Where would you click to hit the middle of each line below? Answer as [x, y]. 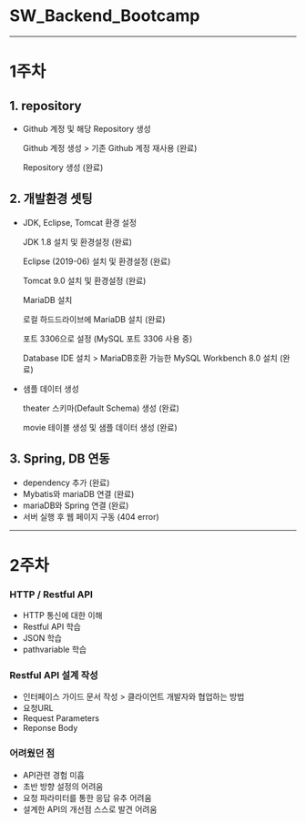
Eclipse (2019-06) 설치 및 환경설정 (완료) [97, 261]
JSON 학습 [42, 638]
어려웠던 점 [32, 754]
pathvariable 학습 [55, 650]
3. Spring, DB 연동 [60, 459]
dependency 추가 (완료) [66, 483]
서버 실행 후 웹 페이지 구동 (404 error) [91, 516]
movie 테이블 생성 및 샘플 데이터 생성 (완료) [100, 427]
